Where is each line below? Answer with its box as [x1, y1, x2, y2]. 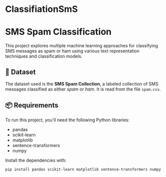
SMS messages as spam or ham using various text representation [5, 48, 140, 54]
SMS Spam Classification [5, 26, 112, 38]
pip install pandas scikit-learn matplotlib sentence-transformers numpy [5, 167, 162, 172]
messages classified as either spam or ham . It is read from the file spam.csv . [5, 86, 161, 92]
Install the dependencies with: [5, 157, 67, 163]
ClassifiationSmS [5, 3, 78, 15]
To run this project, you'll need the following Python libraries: [5, 117, 130, 123]
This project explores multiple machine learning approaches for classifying [5, 43, 158, 49]
